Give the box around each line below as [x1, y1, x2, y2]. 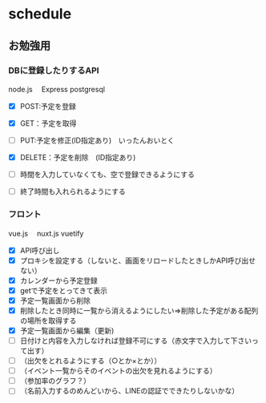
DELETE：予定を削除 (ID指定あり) [19, 153, 136, 163]
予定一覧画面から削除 [19, 296, 91, 305]
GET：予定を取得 [19, 118, 77, 128]
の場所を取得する [19, 316, 77, 325]
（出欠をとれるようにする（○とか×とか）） [19, 356, 162, 365]
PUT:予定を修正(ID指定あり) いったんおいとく [19, 135, 175, 145]
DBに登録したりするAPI [8, 65, 99, 76]
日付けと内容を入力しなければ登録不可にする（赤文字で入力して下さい [19, 336, 252, 345]
